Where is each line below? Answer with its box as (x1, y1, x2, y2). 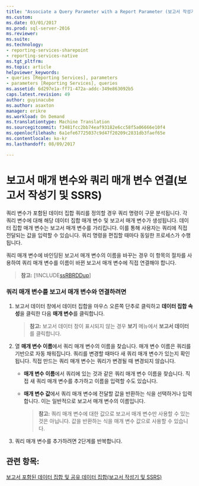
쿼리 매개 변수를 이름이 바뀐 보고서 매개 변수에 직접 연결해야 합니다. (21, 259, 176, 266)
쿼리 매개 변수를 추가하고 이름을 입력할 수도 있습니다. (36, 377, 158, 385)
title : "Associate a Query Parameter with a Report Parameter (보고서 (6, 8, 181, 15)
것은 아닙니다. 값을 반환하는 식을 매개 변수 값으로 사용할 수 (38, 417, 173, 424)
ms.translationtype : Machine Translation (6, 119, 110, 125)
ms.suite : (6, 36, 31, 42)
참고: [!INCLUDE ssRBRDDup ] (20, 271, 91, 279)
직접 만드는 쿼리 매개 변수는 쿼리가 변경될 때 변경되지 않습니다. (32, 357, 176, 364)
